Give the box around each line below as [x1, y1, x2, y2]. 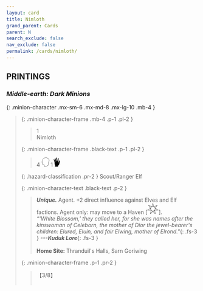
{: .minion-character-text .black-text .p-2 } [21, 184, 128, 191]
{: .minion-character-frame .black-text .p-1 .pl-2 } [21, 145, 145, 152]
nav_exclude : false [6, 42, 56, 48]
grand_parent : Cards [6, 22, 59, 29]
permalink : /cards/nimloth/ [6, 49, 78, 55]
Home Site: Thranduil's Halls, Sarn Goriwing [36, 247, 148, 255]
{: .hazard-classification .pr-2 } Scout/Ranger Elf [21, 173, 143, 180]
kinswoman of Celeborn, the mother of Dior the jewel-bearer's [36, 221, 193, 228]
